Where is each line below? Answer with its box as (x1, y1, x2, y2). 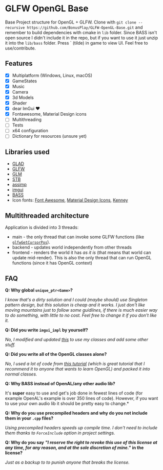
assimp (12, 182, 27, 188)
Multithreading (12, 117, 42, 123)
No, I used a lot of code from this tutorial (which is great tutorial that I (5, 361, 145, 367)
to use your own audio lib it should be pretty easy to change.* (5, 400, 129, 406)
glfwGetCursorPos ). (12, 239, 50, 245)
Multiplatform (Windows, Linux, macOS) (12, 72, 93, 78)
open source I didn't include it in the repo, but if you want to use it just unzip (5, 35, 158, 41)
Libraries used (5, 148, 50, 156)
